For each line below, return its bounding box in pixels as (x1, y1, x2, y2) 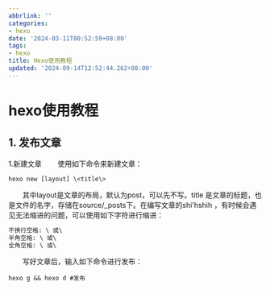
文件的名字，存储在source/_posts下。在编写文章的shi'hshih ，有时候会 (15, 200, 250, 209)
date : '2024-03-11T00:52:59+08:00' (8, 34, 128, 43)
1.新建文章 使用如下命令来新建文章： (8, 159, 143, 168)
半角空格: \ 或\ (8, 234, 57, 242)
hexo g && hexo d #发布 (8, 275, 86, 283)
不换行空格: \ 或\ (8, 226, 63, 234)
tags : (8, 42, 27, 50)
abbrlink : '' (8, 11, 52, 20)
